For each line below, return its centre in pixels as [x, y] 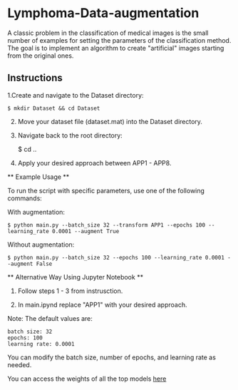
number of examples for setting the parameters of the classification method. [119, 40]
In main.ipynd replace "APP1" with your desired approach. [102, 304]
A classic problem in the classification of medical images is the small [108, 33]
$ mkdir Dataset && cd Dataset [54, 108]
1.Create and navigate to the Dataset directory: [76, 95]
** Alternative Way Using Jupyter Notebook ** [76, 277]
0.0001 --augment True [86, 231]
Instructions [35, 78]
